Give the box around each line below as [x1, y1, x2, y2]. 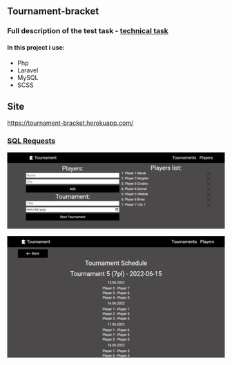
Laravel [17, 66, 39, 75]
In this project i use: [7, 43, 66, 51]
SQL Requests [7, 136, 56, 146]
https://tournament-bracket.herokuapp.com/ [7, 119, 134, 127]
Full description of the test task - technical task [7, 26, 169, 36]
